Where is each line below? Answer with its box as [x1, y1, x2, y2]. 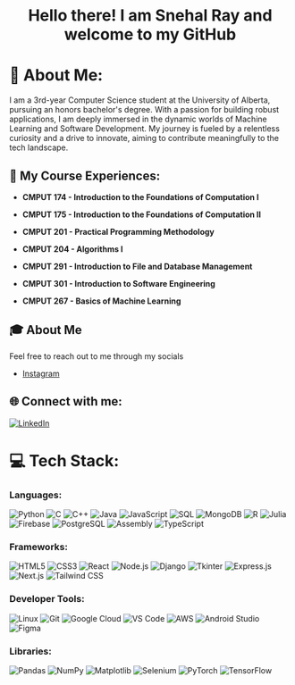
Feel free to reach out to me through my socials [9, 350, 184, 362]
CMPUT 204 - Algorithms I [21, 243, 123, 255]
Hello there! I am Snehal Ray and [28, 5, 273, 26]
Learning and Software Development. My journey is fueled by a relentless [9, 123, 280, 134]
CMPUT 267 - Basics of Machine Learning [21, 296, 181, 306]
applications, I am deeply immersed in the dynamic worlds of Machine [9, 113, 267, 125]
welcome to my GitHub [63, 24, 237, 45]
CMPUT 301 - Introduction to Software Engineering [21, 278, 216, 288]
